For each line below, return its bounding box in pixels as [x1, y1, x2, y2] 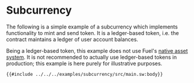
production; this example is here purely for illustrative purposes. [6, 60, 163, 67]
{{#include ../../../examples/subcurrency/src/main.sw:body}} [6, 71, 163, 77]
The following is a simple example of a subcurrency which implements [6, 23, 178, 30]
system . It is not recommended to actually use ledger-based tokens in [6, 53, 177, 60]
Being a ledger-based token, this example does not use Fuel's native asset [6, 47, 188, 54]
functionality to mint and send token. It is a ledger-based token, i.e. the [6, 29, 179, 36]
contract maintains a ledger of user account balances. [6, 36, 138, 43]
